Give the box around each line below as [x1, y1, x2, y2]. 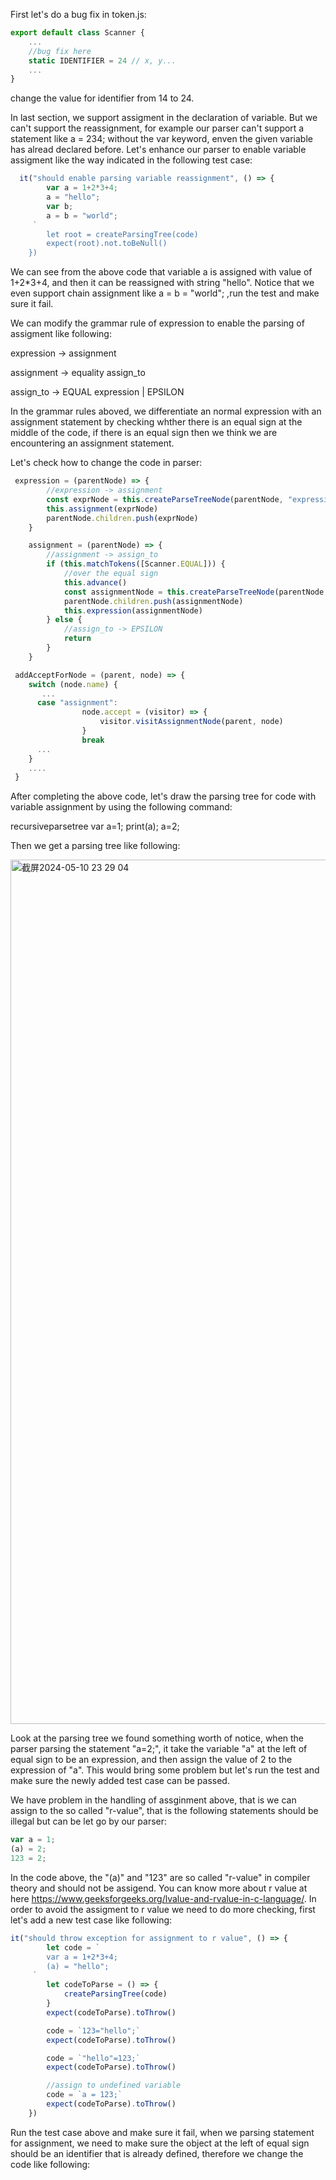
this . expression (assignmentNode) [63, 605, 203, 616]
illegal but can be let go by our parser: [10, 1815, 168, 1828]
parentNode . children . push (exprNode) [46, 513, 199, 523]
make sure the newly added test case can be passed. [10, 1775, 230, 1787]
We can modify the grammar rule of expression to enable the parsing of [10, 317, 305, 329]
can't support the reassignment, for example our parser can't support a [10, 122, 305, 134]
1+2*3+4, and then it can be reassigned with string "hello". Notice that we [10, 277, 315, 289]
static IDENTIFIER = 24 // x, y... [28, 55, 177, 66]
